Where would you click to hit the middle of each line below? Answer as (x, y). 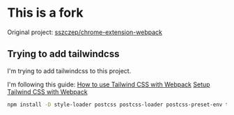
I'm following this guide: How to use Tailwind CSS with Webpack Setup (109, 84)
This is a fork (45, 13)
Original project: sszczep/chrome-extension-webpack (85, 32)
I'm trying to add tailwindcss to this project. (69, 70)
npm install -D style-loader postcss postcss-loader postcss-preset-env (115, 105)
